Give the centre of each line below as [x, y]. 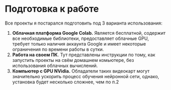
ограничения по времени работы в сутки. [58, 49]
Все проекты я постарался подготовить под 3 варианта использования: [83, 23]
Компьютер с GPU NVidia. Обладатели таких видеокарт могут [81, 71]
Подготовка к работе [52, 9]
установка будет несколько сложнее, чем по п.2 [66, 82]
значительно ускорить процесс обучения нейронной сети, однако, [85, 76]
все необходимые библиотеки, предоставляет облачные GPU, [80, 38]
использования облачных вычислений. [55, 65]
